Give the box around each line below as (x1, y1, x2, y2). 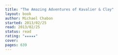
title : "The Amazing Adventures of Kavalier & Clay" (5, 7, 114, 12)
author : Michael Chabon (5, 16, 53, 21)
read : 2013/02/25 (5, 25, 40, 30)
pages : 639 (5, 43, 27, 47)
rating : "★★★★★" (5, 34, 38, 39)
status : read (5, 29, 32, 34)
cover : (5, 38, 18, 43)
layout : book (5, 11, 32, 16)
